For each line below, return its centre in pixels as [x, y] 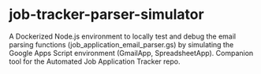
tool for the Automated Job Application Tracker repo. [95, 61]
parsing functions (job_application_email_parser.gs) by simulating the [121, 44]
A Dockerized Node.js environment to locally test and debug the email [122, 36]
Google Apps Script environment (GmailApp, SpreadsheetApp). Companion [131, 53]
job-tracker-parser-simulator [106, 15]
